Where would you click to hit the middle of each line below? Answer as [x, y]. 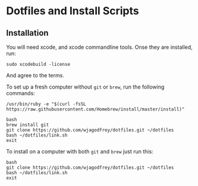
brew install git [28, 125]
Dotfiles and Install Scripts [73, 11]
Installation [27, 33]
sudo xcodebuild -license [38, 64]
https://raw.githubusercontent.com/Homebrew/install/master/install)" [95, 109]
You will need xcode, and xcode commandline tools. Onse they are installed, [100, 47]
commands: [21, 93]
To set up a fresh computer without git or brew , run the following [85, 87]
